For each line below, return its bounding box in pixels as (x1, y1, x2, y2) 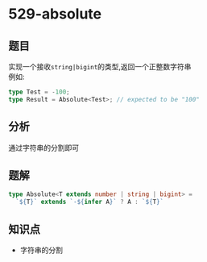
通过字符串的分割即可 (8, 143, 79, 152)
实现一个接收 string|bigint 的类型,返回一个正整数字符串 (8, 62, 192, 71)
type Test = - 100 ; (8, 88, 70, 96)
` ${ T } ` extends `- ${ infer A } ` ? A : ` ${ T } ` (15, 198, 164, 206)
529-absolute (8, 5, 102, 23)
